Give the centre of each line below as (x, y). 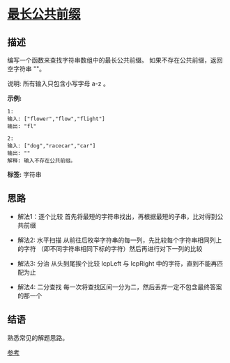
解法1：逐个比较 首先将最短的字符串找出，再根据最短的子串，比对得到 (117, 216)
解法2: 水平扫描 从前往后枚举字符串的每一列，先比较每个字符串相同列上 (120, 240)
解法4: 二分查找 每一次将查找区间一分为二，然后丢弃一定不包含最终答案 (120, 287)
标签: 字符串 (24, 174)
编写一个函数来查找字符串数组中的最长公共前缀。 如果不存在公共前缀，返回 (115, 60)
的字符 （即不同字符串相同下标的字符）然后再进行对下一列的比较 (110, 248)
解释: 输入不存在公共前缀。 (42, 161)
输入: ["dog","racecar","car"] (52, 146)
